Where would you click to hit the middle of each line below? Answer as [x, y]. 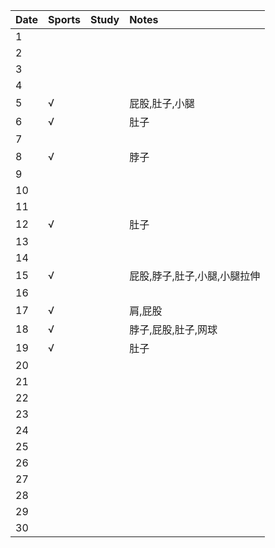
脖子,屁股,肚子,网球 [173, 329]
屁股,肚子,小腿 [162, 103]
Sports [64, 19]
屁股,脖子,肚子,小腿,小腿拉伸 [195, 276]
